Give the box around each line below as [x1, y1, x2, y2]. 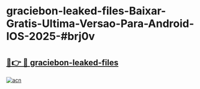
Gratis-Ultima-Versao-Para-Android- [6, 17, 195, 30]
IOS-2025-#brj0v [6, 30, 95, 43]
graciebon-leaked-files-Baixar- [6, 4, 166, 18]
